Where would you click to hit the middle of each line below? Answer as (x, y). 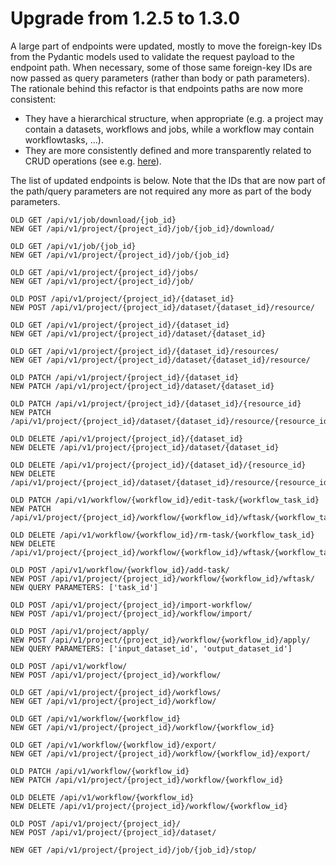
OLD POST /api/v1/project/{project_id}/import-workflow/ (131, 605)
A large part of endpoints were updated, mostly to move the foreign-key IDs (166, 46)
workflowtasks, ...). (64, 139)
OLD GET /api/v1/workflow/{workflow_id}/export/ (113, 745)
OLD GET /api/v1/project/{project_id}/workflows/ (116, 692)
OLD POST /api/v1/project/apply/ (80, 631)
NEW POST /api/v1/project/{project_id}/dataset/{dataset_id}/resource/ (162, 307)
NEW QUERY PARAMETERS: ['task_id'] (84, 587)
